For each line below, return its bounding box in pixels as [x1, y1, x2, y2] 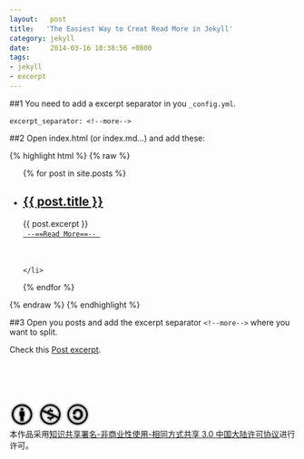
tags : [9, 53, 30, 63]
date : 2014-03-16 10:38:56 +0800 [9, 44, 152, 53]
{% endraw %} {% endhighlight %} [9, 299, 141, 310]
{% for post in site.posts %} [22, 168, 127, 179]
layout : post [9, 15, 67, 24]
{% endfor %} [22, 281, 75, 292]
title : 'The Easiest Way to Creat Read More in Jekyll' [9, 24, 233, 34]
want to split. [9, 327, 58, 337]
